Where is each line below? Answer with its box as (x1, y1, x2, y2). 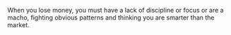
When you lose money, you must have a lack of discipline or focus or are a (7, 6, 224, 14)
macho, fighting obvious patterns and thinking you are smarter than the (7, 13, 215, 22)
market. (7, 21, 30, 29)
